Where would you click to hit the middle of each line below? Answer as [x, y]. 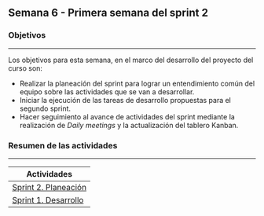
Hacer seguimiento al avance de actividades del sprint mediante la [127, 116]
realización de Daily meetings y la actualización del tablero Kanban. [129, 125]
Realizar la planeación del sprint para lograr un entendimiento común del [137, 83]
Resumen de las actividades [63, 145]
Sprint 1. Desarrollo [48, 200]
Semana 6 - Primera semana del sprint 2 [108, 13]
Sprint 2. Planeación [49, 187]
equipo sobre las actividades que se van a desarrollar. [107, 92]
